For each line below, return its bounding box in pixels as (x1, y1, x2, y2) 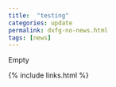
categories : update (8, 19, 73, 27)
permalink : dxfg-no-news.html (8, 26, 109, 34)
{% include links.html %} (8, 70, 89, 80)
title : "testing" (8, 11, 69, 20)
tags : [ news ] (8, 33, 52, 42)
